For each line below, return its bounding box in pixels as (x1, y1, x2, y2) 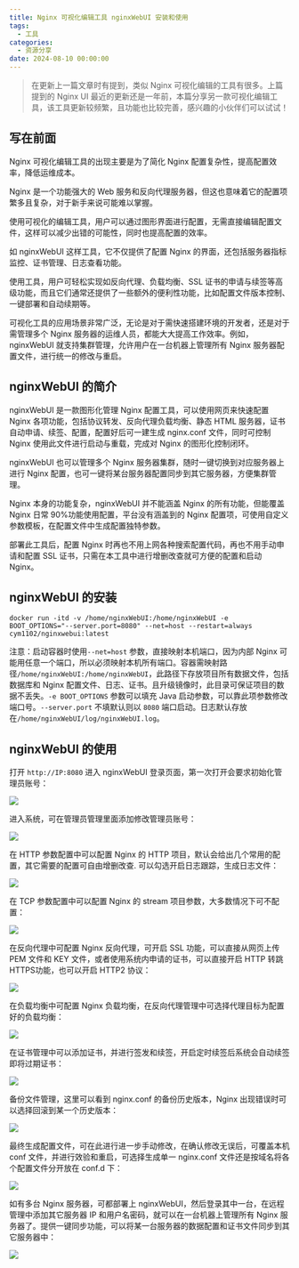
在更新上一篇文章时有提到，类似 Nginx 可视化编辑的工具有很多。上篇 (30, 80, 284, 90)
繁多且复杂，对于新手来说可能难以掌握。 (9, 197, 158, 207)
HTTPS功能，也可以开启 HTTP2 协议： (9, 965, 151, 975)
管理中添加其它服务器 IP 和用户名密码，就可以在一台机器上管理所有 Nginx (9, 1209, 279, 1220)
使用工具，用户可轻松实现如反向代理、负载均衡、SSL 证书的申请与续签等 (9, 276, 276, 287)
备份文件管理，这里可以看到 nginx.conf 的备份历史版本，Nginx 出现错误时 (9, 1094, 279, 1104)
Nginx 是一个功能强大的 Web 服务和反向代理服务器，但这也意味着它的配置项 (9, 186, 288, 197)
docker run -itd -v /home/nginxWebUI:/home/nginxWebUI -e (9, 614, 229, 623)
